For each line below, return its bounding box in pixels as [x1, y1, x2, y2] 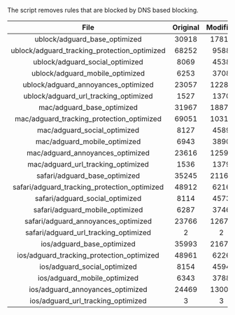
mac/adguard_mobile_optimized [35, 136, 141, 146]
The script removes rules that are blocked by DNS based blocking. [7, 6, 199, 14]
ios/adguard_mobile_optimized [37, 273, 138, 283]
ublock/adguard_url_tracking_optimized [23, 91, 153, 101]
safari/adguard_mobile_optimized [33, 205, 143, 214]
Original [172, 22, 199, 32]
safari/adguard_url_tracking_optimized [25, 227, 152, 237]
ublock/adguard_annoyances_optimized [22, 80, 154, 90]
